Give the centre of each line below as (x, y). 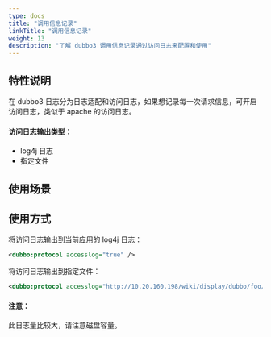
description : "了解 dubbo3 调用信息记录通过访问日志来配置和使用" (110, 46)
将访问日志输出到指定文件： (54, 272)
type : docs (27, 16)
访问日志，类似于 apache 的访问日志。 (72, 111)
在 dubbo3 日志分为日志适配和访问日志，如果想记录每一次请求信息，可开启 (133, 101)
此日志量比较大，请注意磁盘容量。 (65, 325)
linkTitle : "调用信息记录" (50, 31)
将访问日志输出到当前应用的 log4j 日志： (75, 239)
